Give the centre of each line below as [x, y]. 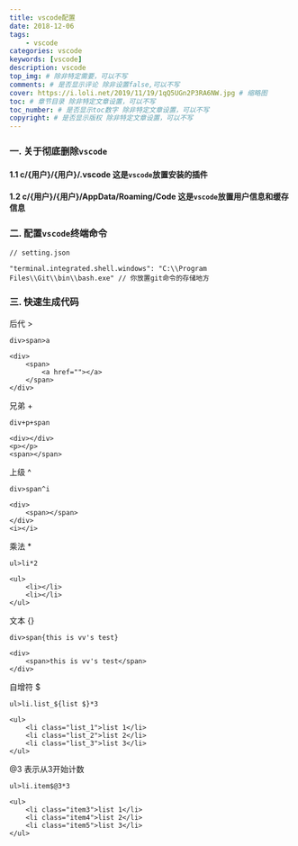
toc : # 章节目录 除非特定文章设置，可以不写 [82, 101]
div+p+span [30, 423]
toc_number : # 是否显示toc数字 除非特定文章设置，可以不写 [109, 110]
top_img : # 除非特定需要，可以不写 [68, 76]
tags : [19, 34]
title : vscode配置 [42, 18]
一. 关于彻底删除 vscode [59, 151]
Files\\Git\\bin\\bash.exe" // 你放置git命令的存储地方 [109, 278]
